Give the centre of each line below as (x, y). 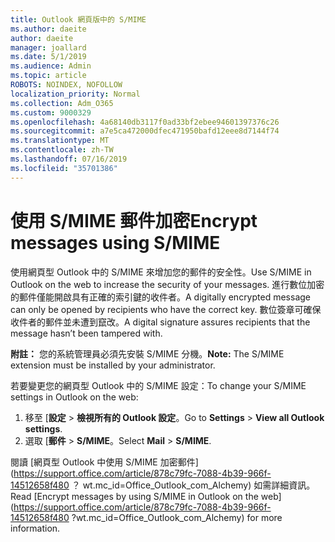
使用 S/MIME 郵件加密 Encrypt (134, 220)
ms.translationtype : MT (60, 141)
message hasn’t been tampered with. (86, 333)
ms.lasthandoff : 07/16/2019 (69, 159)
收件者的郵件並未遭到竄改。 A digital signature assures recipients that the (160, 322)
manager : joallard (48, 47)
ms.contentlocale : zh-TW (62, 150)
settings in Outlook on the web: (74, 397)
